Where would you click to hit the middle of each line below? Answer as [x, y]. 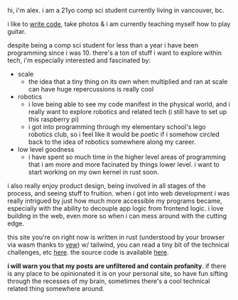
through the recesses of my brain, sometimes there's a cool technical [109, 281]
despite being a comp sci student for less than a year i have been [103, 45]
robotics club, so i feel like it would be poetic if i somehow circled [124, 134]
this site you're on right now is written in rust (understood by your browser [116, 237]
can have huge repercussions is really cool [91, 89]
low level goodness [46, 149]
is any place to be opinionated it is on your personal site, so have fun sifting [118, 273]
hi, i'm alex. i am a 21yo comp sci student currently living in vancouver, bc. [116, 10]
